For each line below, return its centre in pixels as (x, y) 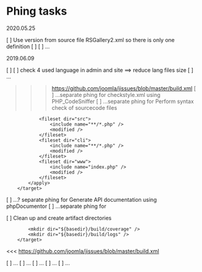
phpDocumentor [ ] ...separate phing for (56, 206)
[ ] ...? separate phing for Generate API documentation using (82, 199)
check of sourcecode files (84, 107)
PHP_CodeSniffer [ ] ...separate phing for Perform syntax (123, 101)
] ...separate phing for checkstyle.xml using (106, 95)
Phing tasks (37, 11)
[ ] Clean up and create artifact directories (59, 218)
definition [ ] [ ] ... (28, 46)
